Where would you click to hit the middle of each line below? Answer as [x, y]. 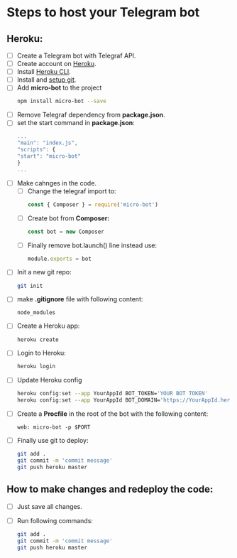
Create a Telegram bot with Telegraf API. [76, 55]
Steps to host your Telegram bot [103, 12]
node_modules [36, 313]
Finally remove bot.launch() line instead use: [92, 245]
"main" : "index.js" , [47, 143]
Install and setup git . [46, 80]
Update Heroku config [49, 380]
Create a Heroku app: [48, 326]
